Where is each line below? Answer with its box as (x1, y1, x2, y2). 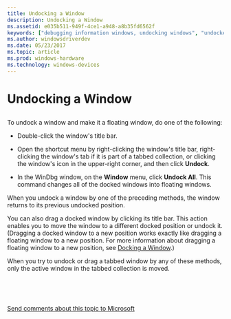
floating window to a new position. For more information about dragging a (7, 236, 216, 245)
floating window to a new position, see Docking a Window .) (7, 244, 175, 252)
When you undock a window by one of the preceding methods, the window (7, 194, 220, 202)
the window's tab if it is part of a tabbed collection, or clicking (41, 152, 216, 161)
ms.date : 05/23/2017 (7, 42, 67, 49)
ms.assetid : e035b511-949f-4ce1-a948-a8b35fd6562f (7, 23, 155, 30)
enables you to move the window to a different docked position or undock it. (7, 222, 223, 230)
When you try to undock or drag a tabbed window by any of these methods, (7, 257, 222, 265)
